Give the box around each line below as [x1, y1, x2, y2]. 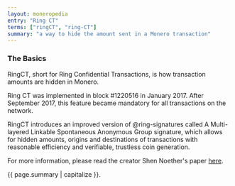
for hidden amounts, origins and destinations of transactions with [7, 135, 198, 143]
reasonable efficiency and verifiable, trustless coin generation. [7, 143, 190, 151]
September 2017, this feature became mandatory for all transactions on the [7, 99, 226, 107]
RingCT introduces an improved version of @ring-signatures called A [7, 120, 209, 128]
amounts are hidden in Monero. [7, 77, 99, 86]
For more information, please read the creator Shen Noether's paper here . [7, 156, 224, 165]
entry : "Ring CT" [7, 17, 59, 24]
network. [7, 106, 34, 114]
